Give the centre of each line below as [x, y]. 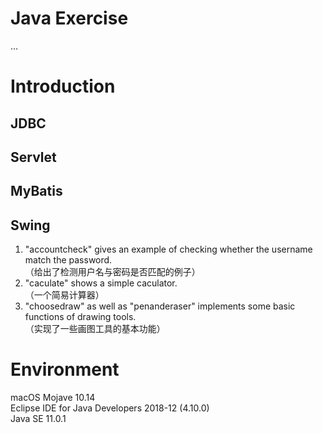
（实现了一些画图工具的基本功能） [95, 329]
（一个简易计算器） [64, 295]
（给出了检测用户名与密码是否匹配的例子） [112, 272]
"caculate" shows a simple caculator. [101, 283]
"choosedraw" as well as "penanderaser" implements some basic [160, 306]
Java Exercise [69, 18]
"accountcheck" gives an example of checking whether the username [168, 249]
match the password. [68, 260]
